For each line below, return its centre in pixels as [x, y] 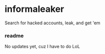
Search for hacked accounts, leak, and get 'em [52, 23]
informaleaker [34, 9]
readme [14, 36]
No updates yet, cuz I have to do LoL [42, 47]
